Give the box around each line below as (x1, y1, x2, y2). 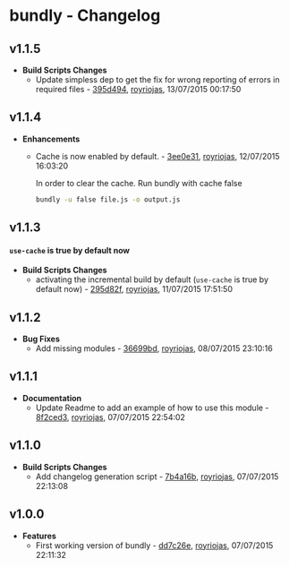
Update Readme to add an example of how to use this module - (35, 402, 269, 413)
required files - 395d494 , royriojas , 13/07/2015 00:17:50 (35, 84, 242, 94)
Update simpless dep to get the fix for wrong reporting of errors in (35, 74, 280, 85)
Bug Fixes (21, 333, 60, 345)
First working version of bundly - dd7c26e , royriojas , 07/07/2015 (35, 539, 274, 551)
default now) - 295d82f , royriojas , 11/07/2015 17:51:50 (35, 284, 233, 295)
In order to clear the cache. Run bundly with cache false (35, 177, 243, 188)
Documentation (21, 392, 82, 403)
